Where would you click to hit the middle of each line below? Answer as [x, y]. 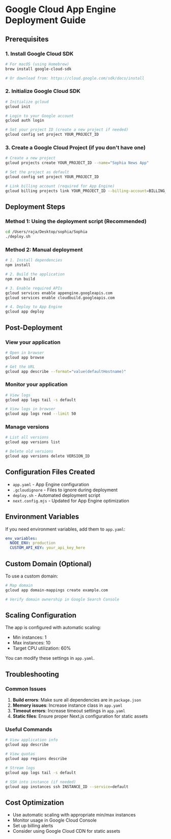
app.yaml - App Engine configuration [51, 484]
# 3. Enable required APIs [34, 288]
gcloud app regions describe [36, 759]
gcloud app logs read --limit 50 [41, 414]
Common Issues [26, 689]
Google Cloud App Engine [61, 9]
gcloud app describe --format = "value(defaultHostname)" [66, 371]
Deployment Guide [46, 20]
